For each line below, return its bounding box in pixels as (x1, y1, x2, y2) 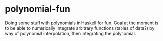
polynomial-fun (5, 3, 71, 15)
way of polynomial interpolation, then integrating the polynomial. (5, 30, 136, 36)
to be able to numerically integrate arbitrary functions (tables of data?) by (5, 25, 155, 31)
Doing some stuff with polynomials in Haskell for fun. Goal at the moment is (5, 20, 159, 26)
